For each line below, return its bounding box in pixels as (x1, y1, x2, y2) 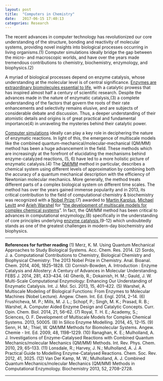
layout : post (5, 7, 32, 12)
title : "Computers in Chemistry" (5, 12, 75, 17)
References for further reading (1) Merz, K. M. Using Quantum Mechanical (5, 242, 155, 248)
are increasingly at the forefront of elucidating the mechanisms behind (5, 151, 146, 157)
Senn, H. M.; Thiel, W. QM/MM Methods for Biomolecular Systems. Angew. (5, 325, 154, 331)
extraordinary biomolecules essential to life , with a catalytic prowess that (5, 84, 151, 90)
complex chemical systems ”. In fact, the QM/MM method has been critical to (5, 207, 158, 214)
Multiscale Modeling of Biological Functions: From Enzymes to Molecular (5, 288, 150, 294)
